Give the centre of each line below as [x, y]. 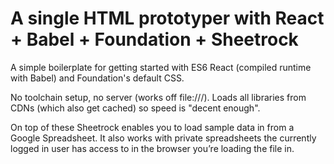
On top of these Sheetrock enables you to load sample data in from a [152, 127]
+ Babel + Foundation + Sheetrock [154, 39]
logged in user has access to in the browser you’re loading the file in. [152, 148]
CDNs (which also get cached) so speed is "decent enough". [135, 108]
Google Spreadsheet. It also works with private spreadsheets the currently [163, 138]
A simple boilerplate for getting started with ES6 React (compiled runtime [161, 67]
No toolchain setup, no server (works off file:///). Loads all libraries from [158, 97]
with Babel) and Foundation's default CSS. [97, 78]
